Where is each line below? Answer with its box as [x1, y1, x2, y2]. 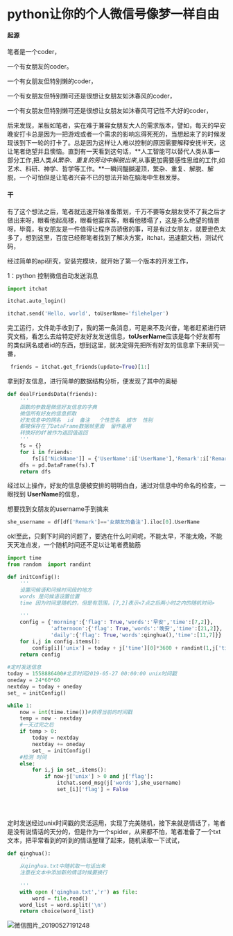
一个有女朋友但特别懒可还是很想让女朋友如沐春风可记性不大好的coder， [7, 107, 213, 115]
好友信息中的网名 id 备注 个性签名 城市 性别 [19, 417, 153, 424]
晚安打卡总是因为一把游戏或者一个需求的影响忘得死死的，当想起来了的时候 [7, 130, 220, 139]
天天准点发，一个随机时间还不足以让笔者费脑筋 [7, 541, 141, 549]
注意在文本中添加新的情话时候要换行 [19, 869, 107, 876]
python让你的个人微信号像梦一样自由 [7, 6, 220, 22]
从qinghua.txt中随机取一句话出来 [19, 863, 106, 870]
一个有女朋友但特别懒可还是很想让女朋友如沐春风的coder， [7, 92, 176, 101]
